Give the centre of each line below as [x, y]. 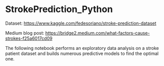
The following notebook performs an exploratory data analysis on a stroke [82, 48]
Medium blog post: [25, 33]
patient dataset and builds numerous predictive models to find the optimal [82, 53]
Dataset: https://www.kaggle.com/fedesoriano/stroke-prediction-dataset [81, 23]
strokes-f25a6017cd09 [29, 38]
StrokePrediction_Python [59, 9]
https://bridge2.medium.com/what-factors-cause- [97, 33]
